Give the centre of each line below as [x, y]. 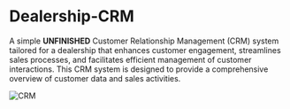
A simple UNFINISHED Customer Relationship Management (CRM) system [144, 41]
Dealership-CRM [72, 16]
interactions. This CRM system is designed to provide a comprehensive [139, 69]
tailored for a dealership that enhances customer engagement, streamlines [145, 50]
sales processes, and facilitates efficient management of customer [130, 59]
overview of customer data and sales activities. [95, 78]
